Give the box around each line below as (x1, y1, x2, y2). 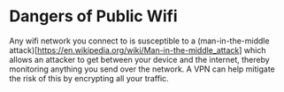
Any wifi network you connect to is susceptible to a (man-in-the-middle (9, 35, 270, 46)
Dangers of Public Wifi (9, 6, 179, 27)
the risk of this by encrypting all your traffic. (9, 73, 170, 83)
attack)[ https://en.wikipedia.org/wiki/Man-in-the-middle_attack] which (9, 44, 266, 55)
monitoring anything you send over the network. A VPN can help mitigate (9, 64, 276, 74)
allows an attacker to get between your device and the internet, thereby (9, 54, 270, 65)
